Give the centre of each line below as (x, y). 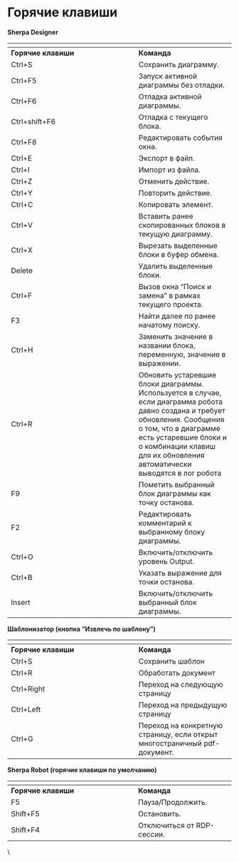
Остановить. (160, 813)
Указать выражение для (180, 573)
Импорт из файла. (169, 170)
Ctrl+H (22, 350)
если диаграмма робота (180, 402)
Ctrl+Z (22, 181)
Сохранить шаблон (171, 661)
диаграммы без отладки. (182, 85)
